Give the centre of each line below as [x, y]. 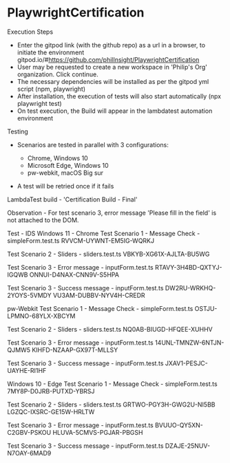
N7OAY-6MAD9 [29, 453]
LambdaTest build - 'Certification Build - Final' [72, 199]
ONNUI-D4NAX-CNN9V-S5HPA [74, 274]
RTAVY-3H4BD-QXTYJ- [188, 267]
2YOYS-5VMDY [29, 295]
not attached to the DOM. [43, 220]
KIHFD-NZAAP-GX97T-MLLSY [75, 349]
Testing [18, 131]
